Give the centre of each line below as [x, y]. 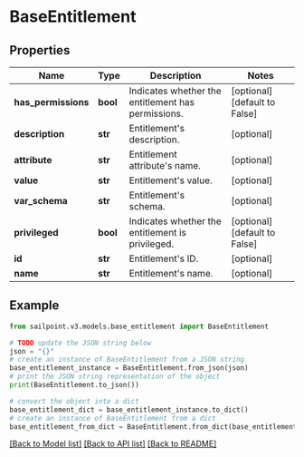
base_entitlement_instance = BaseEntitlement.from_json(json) [129, 368]
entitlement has [162, 102]
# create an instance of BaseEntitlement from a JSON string [127, 360]
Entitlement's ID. [164, 258]
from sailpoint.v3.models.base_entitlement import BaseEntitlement [139, 326]
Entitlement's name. [171, 273]
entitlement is [158, 233]
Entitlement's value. [171, 180]
